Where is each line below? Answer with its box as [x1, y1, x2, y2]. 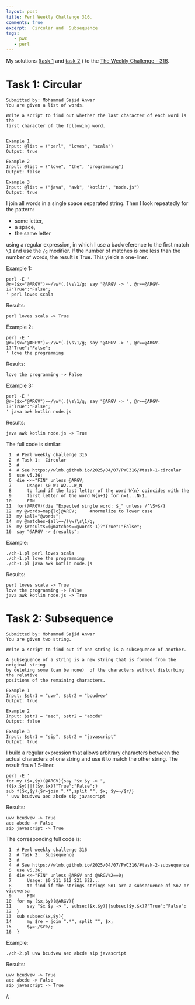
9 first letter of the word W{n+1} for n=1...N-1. [8, 493, 148, 498]
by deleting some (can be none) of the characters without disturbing [6, 667, 184, 673]
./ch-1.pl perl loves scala [6, 550, 75, 556]
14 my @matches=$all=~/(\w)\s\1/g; [6, 518, 95, 524]
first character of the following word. [6, 122, 106, 129]
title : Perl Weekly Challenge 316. [6, 14, 93, 20]
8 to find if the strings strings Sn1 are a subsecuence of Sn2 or [8, 883, 190, 888]
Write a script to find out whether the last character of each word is [6, 112, 187, 118]
